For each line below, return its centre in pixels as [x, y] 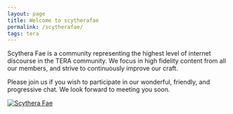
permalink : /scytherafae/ [45, 27]
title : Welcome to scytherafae [53, 20]
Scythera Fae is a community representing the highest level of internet [109, 53]
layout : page [26, 14]
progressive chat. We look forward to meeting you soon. [89, 89]
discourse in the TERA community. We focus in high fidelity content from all [117, 61]
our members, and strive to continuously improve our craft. [93, 68]
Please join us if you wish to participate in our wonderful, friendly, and [109, 82]
